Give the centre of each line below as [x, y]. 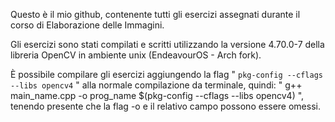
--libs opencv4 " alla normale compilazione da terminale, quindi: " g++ [156, 85]
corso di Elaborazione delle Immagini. [87, 25]
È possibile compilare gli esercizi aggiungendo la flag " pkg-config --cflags [166, 74]
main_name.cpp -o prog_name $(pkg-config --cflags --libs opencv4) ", [157, 95]
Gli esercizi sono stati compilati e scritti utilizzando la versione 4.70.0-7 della [167, 44]
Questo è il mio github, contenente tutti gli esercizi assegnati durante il [155, 14]
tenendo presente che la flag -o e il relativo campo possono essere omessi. [165, 106]
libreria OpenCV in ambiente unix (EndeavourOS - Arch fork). [136, 55]
